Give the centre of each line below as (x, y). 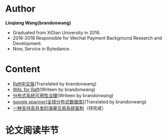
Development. (27, 43)
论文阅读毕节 (32, 131)
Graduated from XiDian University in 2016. (56, 32)
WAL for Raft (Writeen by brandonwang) (54, 89)
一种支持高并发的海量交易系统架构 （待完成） (59, 108)
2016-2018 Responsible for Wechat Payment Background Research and (87, 38)
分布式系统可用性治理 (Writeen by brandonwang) (63, 95)
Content (23, 69)
